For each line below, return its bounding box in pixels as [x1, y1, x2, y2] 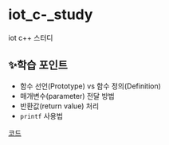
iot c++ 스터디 [8, 33, 53, 42]
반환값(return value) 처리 [19, 101, 100, 111]
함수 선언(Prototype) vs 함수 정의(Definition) [19, 81, 162, 91]
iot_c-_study [8, 6, 93, 24]
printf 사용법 [19, 111, 64, 120]
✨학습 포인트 [8, 58, 68, 72]
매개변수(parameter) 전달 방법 [19, 91, 115, 100]
